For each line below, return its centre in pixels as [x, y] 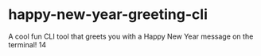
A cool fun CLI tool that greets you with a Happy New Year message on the [131, 36]
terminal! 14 [27, 44]
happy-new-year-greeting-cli [108, 15]
